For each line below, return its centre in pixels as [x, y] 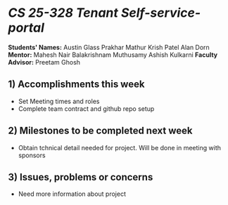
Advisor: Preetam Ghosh [44, 62]
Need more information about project [72, 194]
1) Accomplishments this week [76, 85]
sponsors [32, 155]
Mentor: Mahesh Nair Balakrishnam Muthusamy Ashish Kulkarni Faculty [113, 55]
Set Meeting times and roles [59, 101]
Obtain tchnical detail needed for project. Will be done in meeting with [119, 147]
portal [26, 28]
